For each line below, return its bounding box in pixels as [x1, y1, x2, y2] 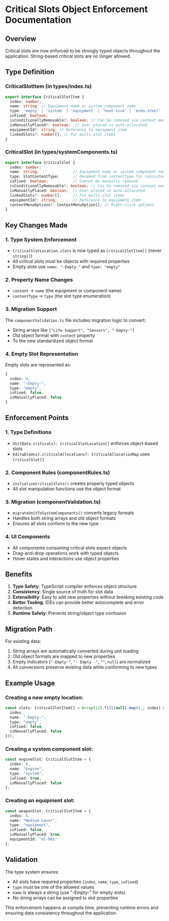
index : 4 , [10, 813, 30, 818]
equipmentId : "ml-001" [10, 837, 57, 842]
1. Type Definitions [5, 429, 52, 436]
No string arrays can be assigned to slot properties [12, 895, 118, 901]
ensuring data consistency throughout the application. [5, 910, 117, 916]
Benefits [5, 570, 33, 579]
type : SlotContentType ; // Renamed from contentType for [10, 174, 143, 179]
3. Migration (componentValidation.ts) [5, 498, 101, 505]
